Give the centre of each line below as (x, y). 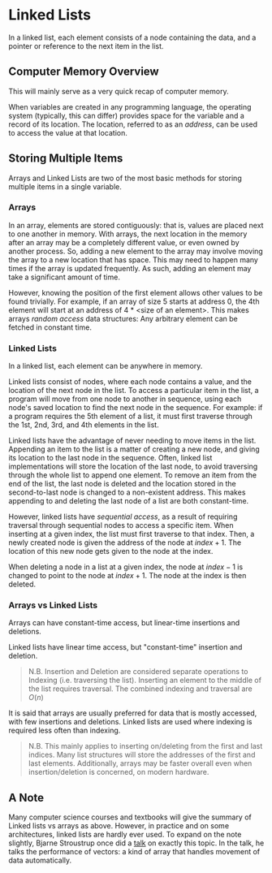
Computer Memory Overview (84, 72)
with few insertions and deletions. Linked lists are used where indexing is (130, 722)
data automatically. (40, 860)
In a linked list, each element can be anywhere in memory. (106, 366)
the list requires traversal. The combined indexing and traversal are (140, 689)
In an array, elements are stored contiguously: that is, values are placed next (136, 225)
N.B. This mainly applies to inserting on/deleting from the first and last (145, 746)
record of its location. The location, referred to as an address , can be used (133, 124)
